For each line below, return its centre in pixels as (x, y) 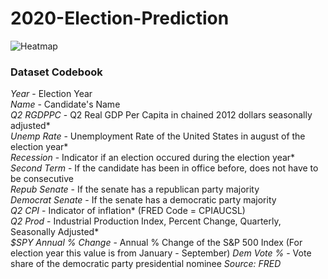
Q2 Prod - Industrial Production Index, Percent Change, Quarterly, (146, 221)
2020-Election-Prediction (120, 18)
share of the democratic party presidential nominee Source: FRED (146, 264)
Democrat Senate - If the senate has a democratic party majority (143, 200)
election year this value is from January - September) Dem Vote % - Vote (161, 253)
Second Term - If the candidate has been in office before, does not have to (164, 168)
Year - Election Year (51, 94)
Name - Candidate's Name (65, 104)
